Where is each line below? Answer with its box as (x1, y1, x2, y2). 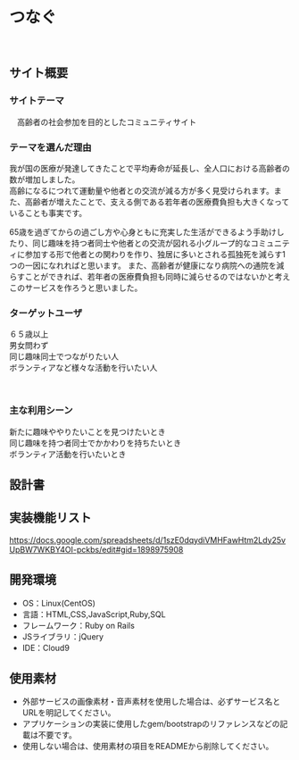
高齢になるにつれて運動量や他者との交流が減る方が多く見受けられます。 (9, 185, 275, 196)
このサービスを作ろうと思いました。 (9, 282, 143, 293)
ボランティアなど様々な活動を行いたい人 (9, 363, 158, 373)
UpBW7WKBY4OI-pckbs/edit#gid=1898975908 (9, 544, 184, 555)
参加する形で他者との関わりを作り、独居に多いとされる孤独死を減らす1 (24, 248, 286, 259)
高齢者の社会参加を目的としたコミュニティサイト (16, 116, 197, 127)
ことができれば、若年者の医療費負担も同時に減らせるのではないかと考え (24, 271, 291, 281)
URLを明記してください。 (21, 707, 116, 718)
